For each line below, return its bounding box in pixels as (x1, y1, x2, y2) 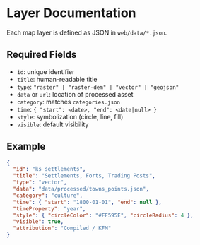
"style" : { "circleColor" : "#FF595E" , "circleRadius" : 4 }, (13, 212, 194, 219)
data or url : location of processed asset (16, 90, 134, 98)
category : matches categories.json (16, 97, 121, 106)
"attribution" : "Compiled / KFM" (13, 225, 112, 232)
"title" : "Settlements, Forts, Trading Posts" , (13, 172, 156, 179)
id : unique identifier (16, 67, 75, 76)
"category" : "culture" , (13, 192, 83, 199)
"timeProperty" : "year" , (13, 205, 86, 213)
